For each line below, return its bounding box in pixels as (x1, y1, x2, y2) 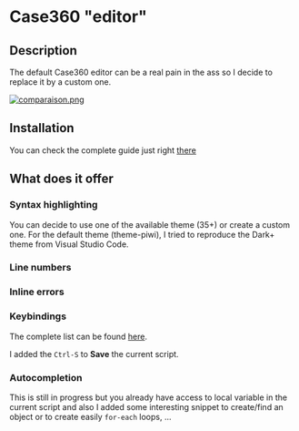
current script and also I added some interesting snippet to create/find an (9, 401, 284, 412)
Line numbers (9, 262, 72, 274)
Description (9, 43, 77, 58)
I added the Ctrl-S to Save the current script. (9, 348, 179, 359)
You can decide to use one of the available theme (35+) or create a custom (9, 219, 291, 230)
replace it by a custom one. (9, 77, 112, 87)
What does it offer (9, 171, 114, 187)
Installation (9, 120, 75, 136)
